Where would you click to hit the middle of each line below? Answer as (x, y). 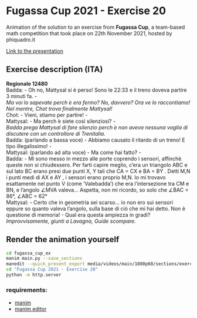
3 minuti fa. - (21, 96)
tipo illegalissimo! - (29, 146)
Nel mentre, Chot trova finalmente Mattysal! (59, 108)
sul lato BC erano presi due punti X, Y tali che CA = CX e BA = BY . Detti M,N (98, 171)
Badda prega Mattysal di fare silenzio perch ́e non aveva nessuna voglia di (97, 127)
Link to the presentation (35, 51)
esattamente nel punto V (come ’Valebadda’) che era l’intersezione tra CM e (98, 183)
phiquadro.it (21, 39)
